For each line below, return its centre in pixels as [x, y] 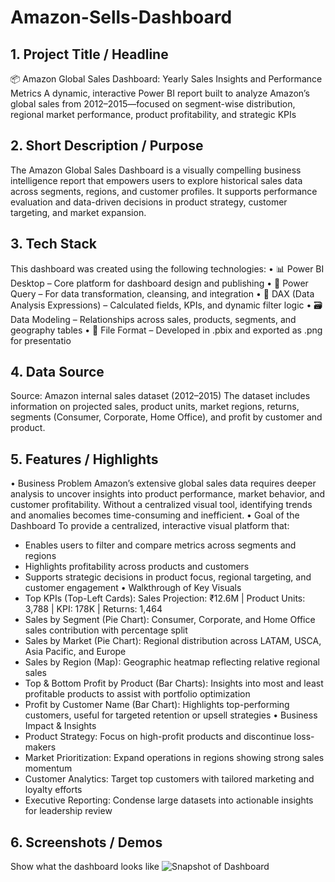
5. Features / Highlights [84, 459]
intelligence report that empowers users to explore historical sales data [156, 180]
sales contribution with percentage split [106, 630]
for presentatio [41, 340]
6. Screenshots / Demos [86, 842]
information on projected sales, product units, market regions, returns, [155, 407]
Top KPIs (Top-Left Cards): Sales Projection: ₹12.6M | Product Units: [165, 598]
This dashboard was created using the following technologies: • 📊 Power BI [167, 268]
